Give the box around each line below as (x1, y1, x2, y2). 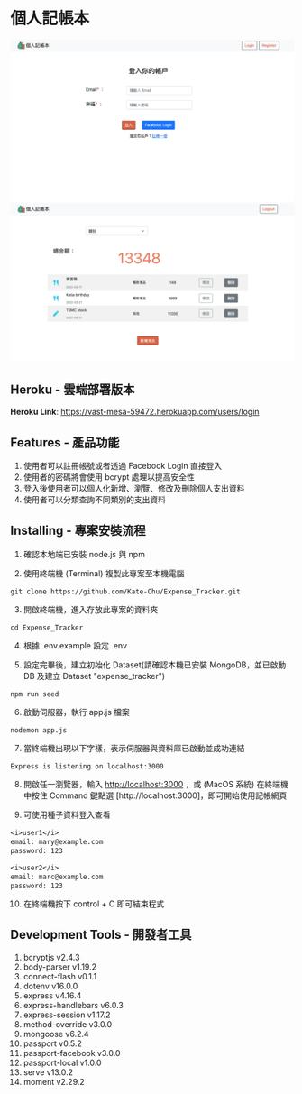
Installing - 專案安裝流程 (10, 523, 146, 538)
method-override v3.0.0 (23, 1018, 113, 1029)
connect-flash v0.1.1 (23, 970, 97, 981)
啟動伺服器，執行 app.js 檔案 (23, 706, 130, 717)
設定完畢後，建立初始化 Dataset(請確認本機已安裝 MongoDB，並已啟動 (23, 659, 287, 670)
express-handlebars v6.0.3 (23, 999, 124, 1010)
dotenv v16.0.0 (23, 980, 78, 991)
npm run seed (10, 689, 59, 699)
